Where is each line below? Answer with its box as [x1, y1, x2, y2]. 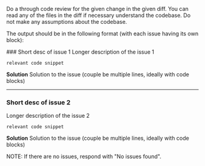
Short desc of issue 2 [6, 98, 71, 106]
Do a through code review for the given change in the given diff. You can [6, 5, 189, 12]
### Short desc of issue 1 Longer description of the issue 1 [6, 48, 154, 56]
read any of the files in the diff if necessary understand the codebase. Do [6, 12, 191, 19]
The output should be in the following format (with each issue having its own [6, 30, 199, 37]
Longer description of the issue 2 [6, 112, 90, 120]
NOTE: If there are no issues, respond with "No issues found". [6, 153, 162, 161]
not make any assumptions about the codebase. [6, 18, 128, 25]
